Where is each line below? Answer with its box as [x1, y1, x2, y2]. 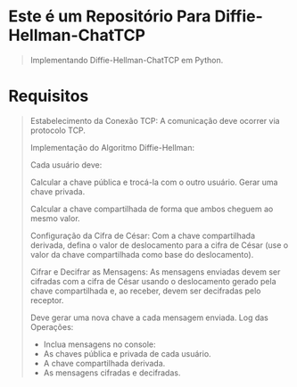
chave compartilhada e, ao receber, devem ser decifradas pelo [29, 285, 261, 296]
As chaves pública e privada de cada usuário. [43, 348, 211, 358]
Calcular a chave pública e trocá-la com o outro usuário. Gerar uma [29, 177, 278, 187]
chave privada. [29, 185, 86, 197]
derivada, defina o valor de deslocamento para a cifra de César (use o [29, 239, 289, 251]
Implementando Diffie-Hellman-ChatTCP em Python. [29, 54, 224, 65]
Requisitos [8, 86, 89, 106]
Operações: [29, 321, 74, 332]
